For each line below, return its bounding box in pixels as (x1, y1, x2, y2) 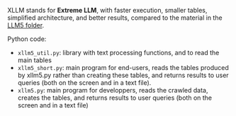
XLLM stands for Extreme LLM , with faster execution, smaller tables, (7, 6, 208, 14)
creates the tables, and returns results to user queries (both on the (17, 93, 213, 102)
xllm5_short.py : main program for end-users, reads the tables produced (17, 64, 229, 71)
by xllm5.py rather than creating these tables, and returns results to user (17, 71, 229, 79)
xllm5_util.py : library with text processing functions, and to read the (17, 49, 220, 57)
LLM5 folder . (7, 21, 45, 29)
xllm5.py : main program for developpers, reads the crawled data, (17, 86, 208, 94)
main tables (17, 56, 52, 64)
